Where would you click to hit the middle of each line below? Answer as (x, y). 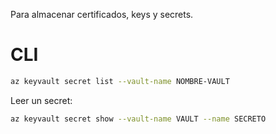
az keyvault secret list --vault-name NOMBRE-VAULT (120, 81)
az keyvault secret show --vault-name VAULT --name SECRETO (138, 119)
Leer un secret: (41, 100)
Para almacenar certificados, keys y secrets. (102, 14)
